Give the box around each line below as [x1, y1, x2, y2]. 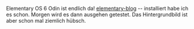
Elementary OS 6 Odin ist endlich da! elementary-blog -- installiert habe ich [6, 5, 189, 12]
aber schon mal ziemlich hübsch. [6, 17, 86, 24]
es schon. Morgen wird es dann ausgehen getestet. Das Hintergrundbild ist [6, 11, 188, 18]
